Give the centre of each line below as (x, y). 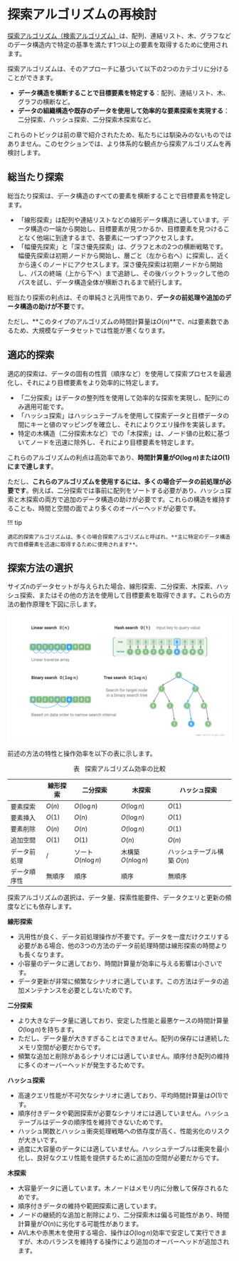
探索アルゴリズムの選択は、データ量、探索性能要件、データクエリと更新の (116, 898)
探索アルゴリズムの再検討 (82, 15)
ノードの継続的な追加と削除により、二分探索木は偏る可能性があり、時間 (123, 1215)
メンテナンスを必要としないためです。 (80, 990)
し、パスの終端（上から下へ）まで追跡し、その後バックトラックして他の (123, 273)
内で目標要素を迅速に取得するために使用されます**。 (74, 544)
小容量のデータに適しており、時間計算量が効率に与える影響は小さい (117, 964)
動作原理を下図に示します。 (60, 604)
